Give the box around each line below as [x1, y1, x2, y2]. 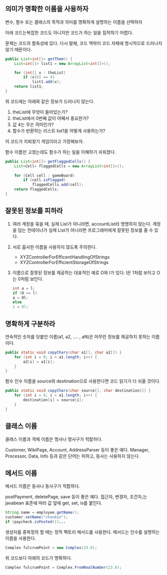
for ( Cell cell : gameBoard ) [14, 173, 75, 178]
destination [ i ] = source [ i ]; [23, 397, 84, 402]
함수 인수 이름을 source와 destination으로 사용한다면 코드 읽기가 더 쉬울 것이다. [5, 378, 161, 384]
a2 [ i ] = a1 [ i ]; [23, 359, 55, 364]
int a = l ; [12, 285, 35, 291]
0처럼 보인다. [17, 275, 43, 281]
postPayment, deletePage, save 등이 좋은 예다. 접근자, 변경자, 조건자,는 [5, 494, 147, 500]
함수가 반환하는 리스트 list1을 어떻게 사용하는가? [12, 127, 105, 133]
